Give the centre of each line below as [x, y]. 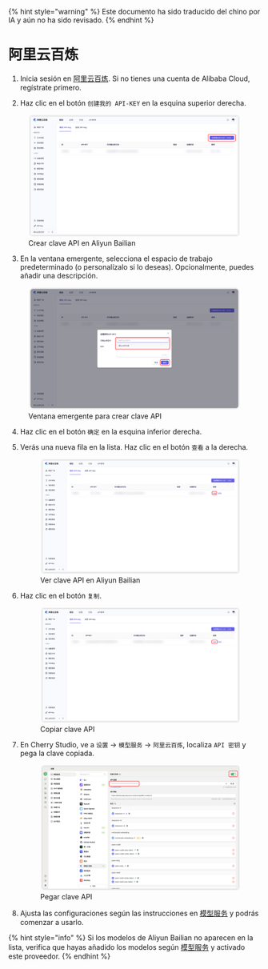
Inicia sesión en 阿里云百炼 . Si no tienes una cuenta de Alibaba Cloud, [135, 78]
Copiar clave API [67, 729]
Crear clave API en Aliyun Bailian [82, 243]
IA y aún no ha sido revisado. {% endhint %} [81, 20]
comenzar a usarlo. [52, 922]
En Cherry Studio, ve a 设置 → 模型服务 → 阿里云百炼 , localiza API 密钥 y [133, 744]
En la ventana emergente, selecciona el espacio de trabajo [116, 258]
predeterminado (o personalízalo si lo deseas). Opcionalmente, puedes [137, 267]
